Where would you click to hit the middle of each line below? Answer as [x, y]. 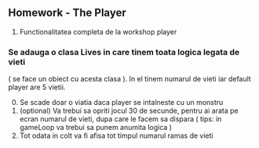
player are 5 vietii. [37, 87]
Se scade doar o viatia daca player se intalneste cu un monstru [121, 103]
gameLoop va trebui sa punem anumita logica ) [96, 128]
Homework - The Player [67, 13]
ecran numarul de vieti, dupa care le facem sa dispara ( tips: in [120, 119]
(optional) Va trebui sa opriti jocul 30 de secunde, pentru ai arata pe [129, 111]
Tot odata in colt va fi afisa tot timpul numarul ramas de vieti [116, 135]
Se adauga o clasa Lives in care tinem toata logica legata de [124, 52]
